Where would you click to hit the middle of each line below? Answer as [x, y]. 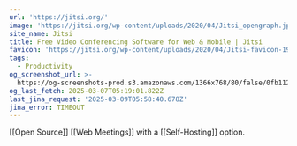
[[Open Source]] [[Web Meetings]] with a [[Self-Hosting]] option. [127, 132]
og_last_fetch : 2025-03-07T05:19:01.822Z [87, 91]
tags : [19, 58]
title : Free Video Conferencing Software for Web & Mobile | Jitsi [136, 42]
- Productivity [45, 67]
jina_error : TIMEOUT [47, 107]
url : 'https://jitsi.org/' [59, 17]
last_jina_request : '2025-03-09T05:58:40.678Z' [99, 99]
